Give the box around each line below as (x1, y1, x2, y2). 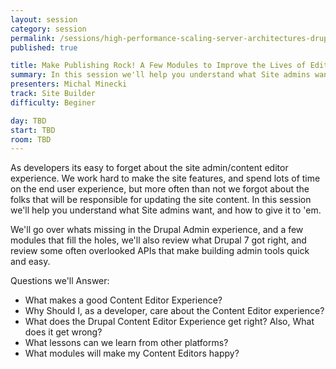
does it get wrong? (24, 326, 103, 338)
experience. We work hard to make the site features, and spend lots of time (10, 172, 321, 185)
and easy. (10, 256, 51, 268)
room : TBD (10, 134, 52, 145)
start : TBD (10, 125, 56, 135)
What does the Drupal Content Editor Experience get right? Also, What (24, 316, 315, 328)
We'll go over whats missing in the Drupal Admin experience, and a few (10, 224, 304, 236)
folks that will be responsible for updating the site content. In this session (10, 194, 312, 206)
